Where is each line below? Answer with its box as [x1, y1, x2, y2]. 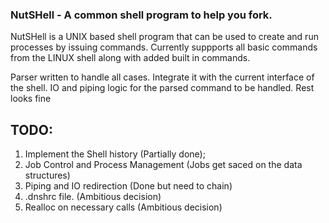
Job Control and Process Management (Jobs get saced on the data [24, 159, 303, 171]
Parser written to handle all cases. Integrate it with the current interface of [10, 71, 315, 83]
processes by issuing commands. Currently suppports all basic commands [10, 41, 318, 53]
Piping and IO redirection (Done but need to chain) [24, 180, 233, 192]
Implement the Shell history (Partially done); [24, 148, 206, 160]
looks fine [10, 93, 52, 105]
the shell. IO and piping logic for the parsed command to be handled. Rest [10, 82, 315, 94]
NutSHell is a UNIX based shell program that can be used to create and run [10, 31, 319, 43]
